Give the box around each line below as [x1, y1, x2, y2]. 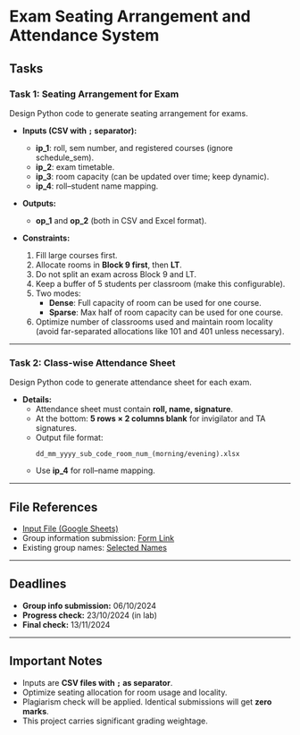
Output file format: [35, 432, 104, 444]
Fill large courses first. [35, 249, 118, 260]
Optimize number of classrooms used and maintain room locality [35, 316, 274, 327]
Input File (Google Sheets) [21, 523, 119, 534]
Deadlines [9, 577, 67, 592]
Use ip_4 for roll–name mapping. [35, 465, 156, 476]
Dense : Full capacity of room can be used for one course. [48, 297, 262, 308]
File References [9, 499, 98, 515]
